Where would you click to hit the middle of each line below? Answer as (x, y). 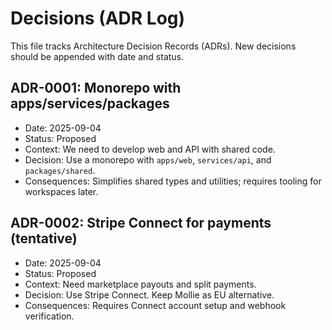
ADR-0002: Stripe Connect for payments (141, 223)
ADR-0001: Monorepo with (96, 88)
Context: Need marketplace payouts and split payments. (140, 284)
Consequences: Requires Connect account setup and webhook (155, 305)
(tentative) (44, 238)
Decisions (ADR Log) (98, 18)
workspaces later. (61, 191)
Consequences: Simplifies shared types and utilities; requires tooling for (173, 181)
